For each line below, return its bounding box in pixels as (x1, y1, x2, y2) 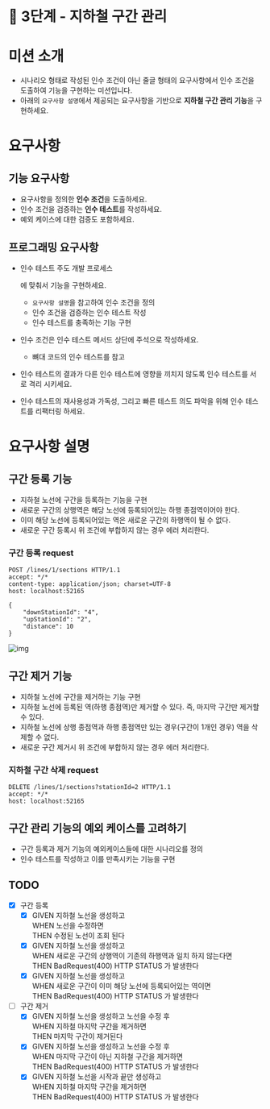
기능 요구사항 (8, 171, 70, 185)
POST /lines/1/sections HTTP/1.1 (8, 566, 121, 575)
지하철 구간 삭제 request (8, 764, 99, 775)
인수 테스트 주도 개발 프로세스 (19, 263, 113, 272)
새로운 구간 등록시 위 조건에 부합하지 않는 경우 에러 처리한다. (19, 525, 210, 534)
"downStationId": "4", (23, 608, 99, 617)
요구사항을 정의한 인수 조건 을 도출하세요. (19, 194, 147, 204)
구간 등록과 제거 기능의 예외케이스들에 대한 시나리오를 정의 (19, 844, 204, 854)
